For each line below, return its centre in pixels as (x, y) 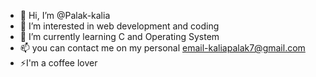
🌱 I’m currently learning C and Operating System (119, 36)
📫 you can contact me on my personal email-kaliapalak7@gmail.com (162, 48)
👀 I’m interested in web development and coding (119, 26)
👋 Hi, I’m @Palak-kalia (65, 15)
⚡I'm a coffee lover (58, 63)
